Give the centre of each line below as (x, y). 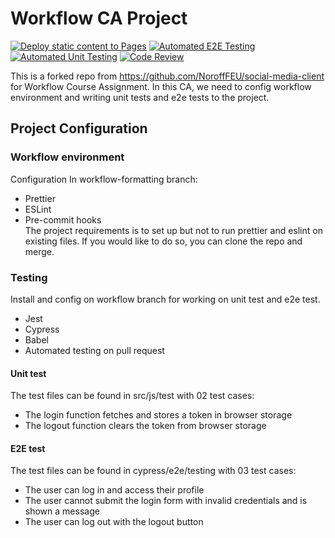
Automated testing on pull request (94, 350)
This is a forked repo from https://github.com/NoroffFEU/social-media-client (167, 76)
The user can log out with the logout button (114, 522)
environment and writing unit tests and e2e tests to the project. (140, 97)
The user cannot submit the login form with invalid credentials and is (166, 501)
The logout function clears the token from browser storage (145, 426)
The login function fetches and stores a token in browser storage (158, 415)
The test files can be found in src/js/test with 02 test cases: (132, 396)
